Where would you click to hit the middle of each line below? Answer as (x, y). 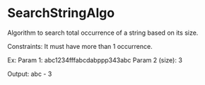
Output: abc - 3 (30, 74)
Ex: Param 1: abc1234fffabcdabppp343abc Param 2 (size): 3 (95, 60)
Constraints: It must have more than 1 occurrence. (80, 46)
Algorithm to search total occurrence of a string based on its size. (103, 33)
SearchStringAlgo (61, 13)
